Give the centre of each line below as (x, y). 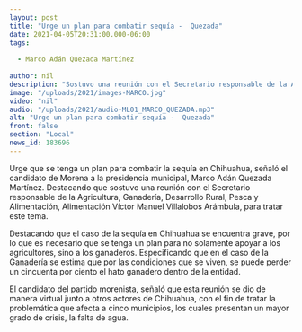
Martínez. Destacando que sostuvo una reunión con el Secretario (130, 187)
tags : (19, 43)
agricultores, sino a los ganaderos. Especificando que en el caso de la (139, 252)
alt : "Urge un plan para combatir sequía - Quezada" (112, 118)
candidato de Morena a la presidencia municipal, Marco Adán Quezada (141, 178)
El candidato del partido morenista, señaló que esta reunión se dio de (138, 289)
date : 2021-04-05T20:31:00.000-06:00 (80, 34)
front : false (34, 127)
